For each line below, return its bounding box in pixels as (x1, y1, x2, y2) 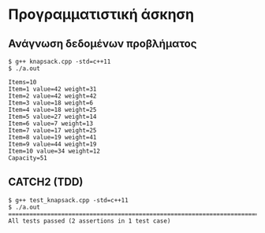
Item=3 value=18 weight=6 (8, 99, 93, 107)
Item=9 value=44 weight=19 (8, 140, 97, 148)
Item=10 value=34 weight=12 (8, 147, 101, 155)
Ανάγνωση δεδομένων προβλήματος (8, 37, 197, 50)
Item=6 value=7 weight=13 (8, 120, 93, 128)
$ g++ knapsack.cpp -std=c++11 (8, 57, 111, 65)
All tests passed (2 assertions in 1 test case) (8, 216, 171, 225)
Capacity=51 (8, 154, 47, 162)
